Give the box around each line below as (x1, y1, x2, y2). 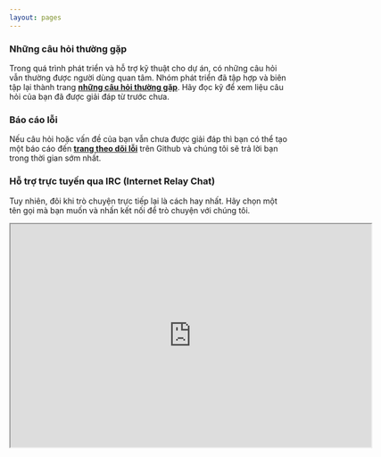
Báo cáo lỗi (9, 113, 58, 126)
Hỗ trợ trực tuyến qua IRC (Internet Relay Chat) (9, 175, 216, 187)
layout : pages (9, 12, 62, 22)
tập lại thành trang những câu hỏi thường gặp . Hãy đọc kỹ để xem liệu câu (9, 81, 284, 92)
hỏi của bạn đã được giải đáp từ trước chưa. (9, 91, 170, 102)
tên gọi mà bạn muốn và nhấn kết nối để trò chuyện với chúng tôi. (9, 204, 251, 215)
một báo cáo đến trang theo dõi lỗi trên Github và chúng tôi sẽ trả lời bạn (9, 144, 278, 154)
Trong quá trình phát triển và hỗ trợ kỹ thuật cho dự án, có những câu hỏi (9, 62, 277, 73)
